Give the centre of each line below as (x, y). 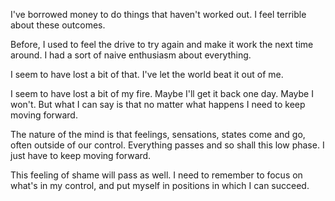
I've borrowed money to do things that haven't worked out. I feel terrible (158, 14)
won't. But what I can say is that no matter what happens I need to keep (158, 104)
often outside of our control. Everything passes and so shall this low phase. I (167, 145)
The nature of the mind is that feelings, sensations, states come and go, (158, 134)
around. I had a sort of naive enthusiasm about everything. (131, 55)
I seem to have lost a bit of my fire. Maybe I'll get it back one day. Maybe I (162, 93)
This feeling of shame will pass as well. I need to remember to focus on (156, 175)
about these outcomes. (58, 25)
